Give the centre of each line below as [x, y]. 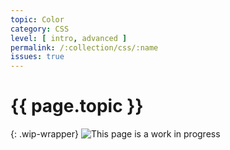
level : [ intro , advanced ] [69, 38]
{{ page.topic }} [77, 106]
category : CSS [40, 29]
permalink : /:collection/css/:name [84, 47]
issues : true [37, 57]
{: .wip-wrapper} [44, 134]
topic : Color [37, 19]
